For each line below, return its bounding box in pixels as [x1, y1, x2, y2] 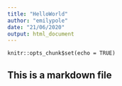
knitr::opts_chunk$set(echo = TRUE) [7, 50, 116, 57]
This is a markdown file [7, 69, 112, 81]
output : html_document [7, 30, 74, 38]
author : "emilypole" [7, 17, 69, 24]
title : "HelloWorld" [7, 10, 69, 18]
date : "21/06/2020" [7, 23, 65, 31]
